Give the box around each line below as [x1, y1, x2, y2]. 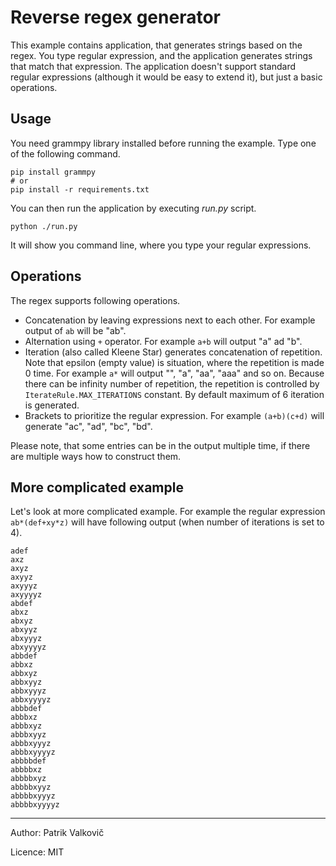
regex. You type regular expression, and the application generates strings [10, 49, 313, 61]
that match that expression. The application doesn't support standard [10, 60, 297, 72]
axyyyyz [10, 590, 43, 600]
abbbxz [10, 712, 38, 723]
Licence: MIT [10, 846, 65, 858]
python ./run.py [10, 221, 78, 231]
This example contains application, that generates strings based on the [10, 39, 303, 51]
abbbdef [10, 704, 43, 714]
